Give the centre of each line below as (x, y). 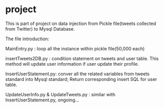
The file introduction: (27, 39)
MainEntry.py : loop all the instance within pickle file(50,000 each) (75, 48)
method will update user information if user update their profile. (72, 64)
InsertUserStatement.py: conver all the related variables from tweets (77, 74)
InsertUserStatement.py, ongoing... (42, 100)
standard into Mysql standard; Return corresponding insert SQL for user (81, 79)
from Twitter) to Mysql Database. (40, 29)
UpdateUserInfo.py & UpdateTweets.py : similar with (60, 94)
